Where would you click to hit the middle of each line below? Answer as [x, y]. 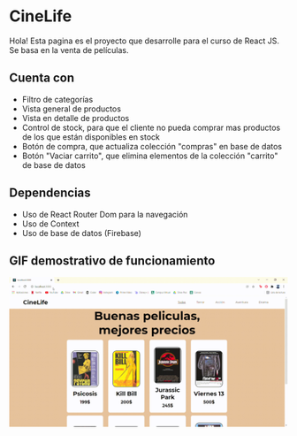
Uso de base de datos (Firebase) [81, 233]
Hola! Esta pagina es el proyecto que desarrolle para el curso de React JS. [145, 41]
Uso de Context [50, 224]
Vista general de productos [72, 109]
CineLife [41, 16]
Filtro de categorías [57, 99]
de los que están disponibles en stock [91, 137]
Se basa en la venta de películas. [69, 50]
